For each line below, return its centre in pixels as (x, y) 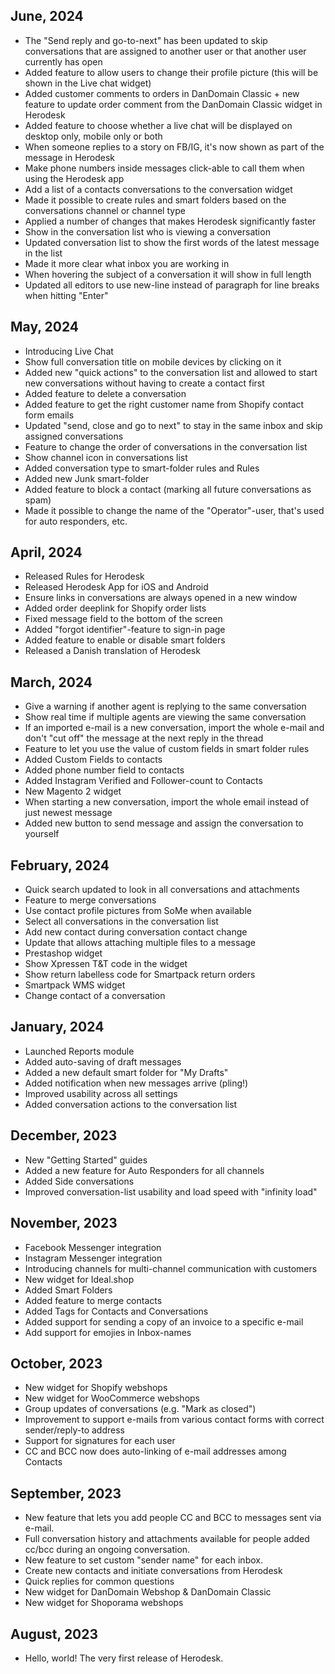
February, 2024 (60, 865)
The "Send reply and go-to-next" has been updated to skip (146, 40)
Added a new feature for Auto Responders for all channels (144, 1170)
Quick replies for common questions (99, 1581)
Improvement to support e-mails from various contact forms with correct (174, 1420)
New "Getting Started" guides (86, 1160)
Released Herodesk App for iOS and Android (116, 587)
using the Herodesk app (74, 178)
